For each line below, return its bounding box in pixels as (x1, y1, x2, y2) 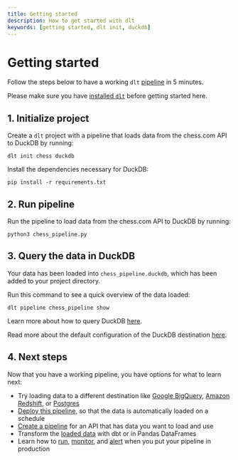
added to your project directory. (7, 276, 101, 285)
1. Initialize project (7, 112, 90, 125)
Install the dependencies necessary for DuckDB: (7, 165, 149, 174)
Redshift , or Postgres (17, 399, 80, 407)
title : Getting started (7, 10, 78, 18)
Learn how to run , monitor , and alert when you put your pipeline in (17, 437, 212, 445)
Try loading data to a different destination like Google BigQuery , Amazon (17, 391, 230, 399)
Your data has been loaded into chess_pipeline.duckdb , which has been (7, 268, 217, 278)
